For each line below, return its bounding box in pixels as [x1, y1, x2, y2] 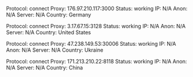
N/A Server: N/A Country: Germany [6, 11, 91, 18]
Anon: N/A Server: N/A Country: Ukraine [6, 46, 104, 53]
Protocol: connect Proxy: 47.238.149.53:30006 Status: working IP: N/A [6, 41, 177, 47]
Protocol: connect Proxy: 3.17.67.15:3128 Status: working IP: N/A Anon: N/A [6, 23, 186, 29]
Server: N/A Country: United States [6, 29, 91, 36]
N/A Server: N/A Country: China [6, 64, 84, 71]
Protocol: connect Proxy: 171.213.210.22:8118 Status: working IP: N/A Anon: [6, 58, 187, 65]
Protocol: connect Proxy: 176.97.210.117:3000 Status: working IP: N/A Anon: [6, 5, 188, 12]
